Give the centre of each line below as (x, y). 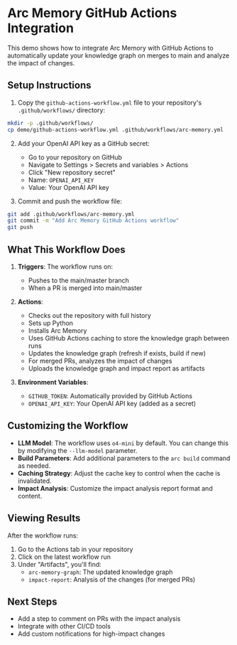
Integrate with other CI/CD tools (64, 627)
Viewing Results (44, 518)
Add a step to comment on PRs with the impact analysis (99, 619)
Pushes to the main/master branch (79, 280)
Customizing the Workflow (68, 426)
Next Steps (32, 601)
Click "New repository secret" (72, 172)
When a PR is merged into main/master (85, 288)
